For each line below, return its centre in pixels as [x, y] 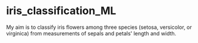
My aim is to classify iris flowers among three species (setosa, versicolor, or [99, 27]
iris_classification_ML [61, 11]
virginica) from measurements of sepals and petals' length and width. [91, 33]
